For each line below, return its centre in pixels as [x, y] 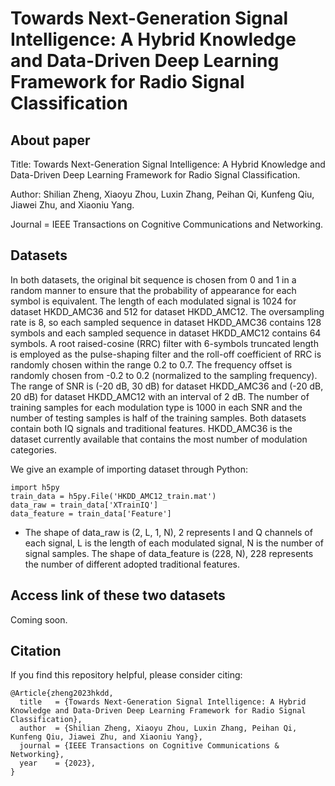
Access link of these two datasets [118, 595]
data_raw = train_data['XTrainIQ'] [84, 505]
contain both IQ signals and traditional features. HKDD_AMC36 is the [151, 428]
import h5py [35, 487]
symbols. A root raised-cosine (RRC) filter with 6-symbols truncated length [164, 343]
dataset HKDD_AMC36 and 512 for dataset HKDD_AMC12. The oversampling [167, 311]
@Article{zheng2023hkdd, [62, 693]
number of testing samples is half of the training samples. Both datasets [158, 418]
